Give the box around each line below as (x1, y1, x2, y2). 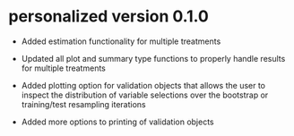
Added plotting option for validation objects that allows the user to (21, 80, 266, 90)
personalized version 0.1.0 (8, 6, 210, 27)
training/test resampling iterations (21, 98, 146, 109)
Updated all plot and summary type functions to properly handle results (21, 53, 286, 64)
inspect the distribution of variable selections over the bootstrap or (21, 89, 269, 100)
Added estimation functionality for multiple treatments (21, 36, 221, 47)
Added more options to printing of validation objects (21, 116, 214, 127)
